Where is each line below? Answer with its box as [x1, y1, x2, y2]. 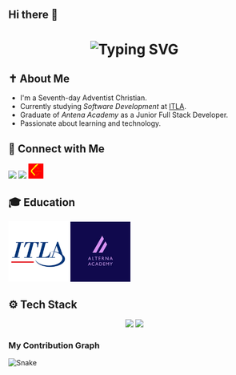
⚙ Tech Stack [8, 297, 78, 311]
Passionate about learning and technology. [19, 119, 162, 128]
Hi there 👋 [8, 8, 58, 22]
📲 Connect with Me [8, 142, 106, 155]
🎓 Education [8, 196, 76, 209]
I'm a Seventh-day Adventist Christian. [19, 93, 148, 103]
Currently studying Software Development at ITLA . [19, 102, 186, 111]
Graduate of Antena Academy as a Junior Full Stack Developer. [19, 110, 229, 120]
